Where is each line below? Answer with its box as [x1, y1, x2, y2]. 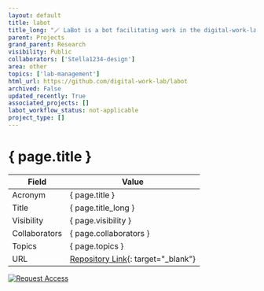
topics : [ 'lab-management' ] [8, 70, 101, 78]
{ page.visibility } [69, 215, 132, 226]
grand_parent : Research [8, 41, 86, 49]
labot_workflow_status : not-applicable [8, 107, 139, 115]
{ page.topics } [69, 241, 124, 252]
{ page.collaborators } [69, 227, 151, 238]
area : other [8, 63, 47, 71]
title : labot [8, 19, 51, 27]
